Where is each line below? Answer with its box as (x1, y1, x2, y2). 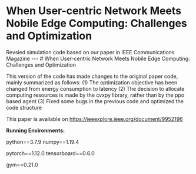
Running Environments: (6, 127, 65, 134)
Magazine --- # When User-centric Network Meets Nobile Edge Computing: (6, 55, 190, 62)
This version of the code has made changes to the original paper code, (6, 73, 178, 80)
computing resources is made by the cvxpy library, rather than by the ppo (6, 91, 185, 99)
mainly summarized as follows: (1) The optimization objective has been (6, 78, 178, 86)
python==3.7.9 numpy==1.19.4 (6, 138, 79, 145)
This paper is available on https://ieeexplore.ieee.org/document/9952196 (6, 115, 184, 122)
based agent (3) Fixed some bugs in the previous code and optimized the (6, 97, 184, 104)
